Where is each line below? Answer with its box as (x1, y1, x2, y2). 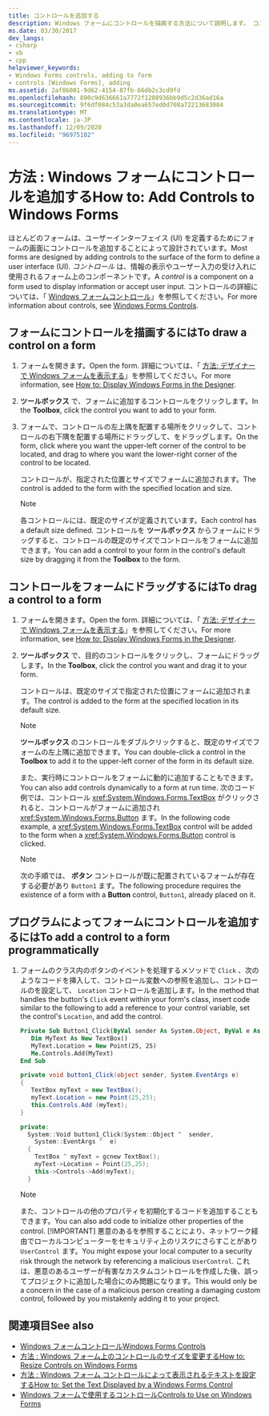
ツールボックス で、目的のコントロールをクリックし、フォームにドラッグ (19, 650, 260, 661)
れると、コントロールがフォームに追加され (19, 803, 160, 813)
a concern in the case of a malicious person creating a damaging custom (19, 1285, 261, 1294)
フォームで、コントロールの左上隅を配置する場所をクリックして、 (19, 422, 237, 432)
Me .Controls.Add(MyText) (30, 1049, 114, 1057)
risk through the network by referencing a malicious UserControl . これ (19, 1256, 251, 1265)
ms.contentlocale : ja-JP (8, 116, 91, 124)
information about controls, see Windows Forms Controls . (8, 300, 199, 310)
